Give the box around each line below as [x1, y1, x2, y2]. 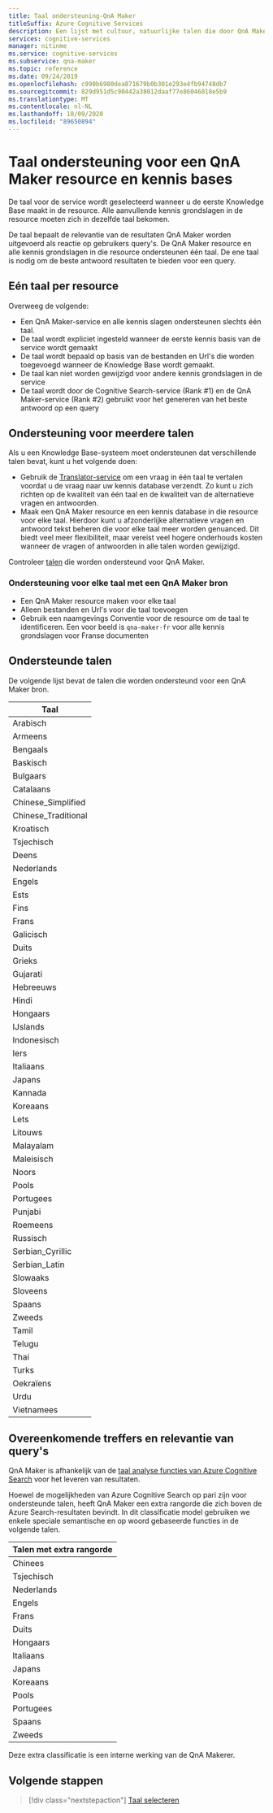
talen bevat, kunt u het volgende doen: [8, 457, 138, 466]
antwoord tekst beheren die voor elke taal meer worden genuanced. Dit [19, 524, 259, 534]
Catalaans [12, 783, 51, 795]
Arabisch [12, 717, 47, 728]
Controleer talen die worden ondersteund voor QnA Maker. [8, 557, 206, 567]
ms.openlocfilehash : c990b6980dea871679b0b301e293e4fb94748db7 [8, 80, 227, 88]
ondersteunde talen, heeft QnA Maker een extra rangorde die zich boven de [8, 1499, 262, 1508]
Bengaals [12, 744, 49, 755]
